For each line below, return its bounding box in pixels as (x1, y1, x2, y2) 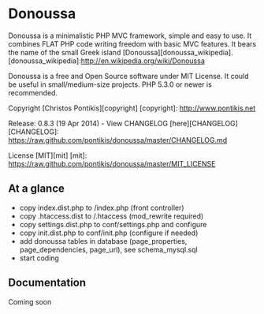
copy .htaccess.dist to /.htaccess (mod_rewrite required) (19, 211, 204, 221)
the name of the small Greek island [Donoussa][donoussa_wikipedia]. (8, 47, 234, 57)
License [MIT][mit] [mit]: (8, 151, 87, 160)
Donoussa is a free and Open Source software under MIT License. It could (8, 71, 250, 80)
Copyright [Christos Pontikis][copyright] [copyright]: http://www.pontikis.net (8, 103, 256, 113)
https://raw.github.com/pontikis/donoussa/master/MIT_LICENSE (8, 159, 216, 168)
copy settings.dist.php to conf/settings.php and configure (19, 219, 207, 229)
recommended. (8, 88, 58, 97)
